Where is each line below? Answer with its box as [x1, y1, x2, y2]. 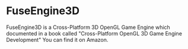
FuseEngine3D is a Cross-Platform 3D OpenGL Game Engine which [6, 24, 170, 31]
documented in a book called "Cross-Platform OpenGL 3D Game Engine [6, 30, 183, 37]
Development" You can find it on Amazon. [6, 36, 109, 43]
